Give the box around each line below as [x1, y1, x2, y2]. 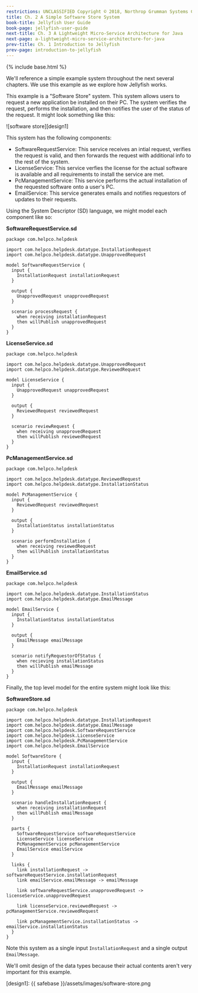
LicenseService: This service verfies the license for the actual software [14, 164, 187, 171]
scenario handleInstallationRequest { [11, 799, 107, 806]
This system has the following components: [6, 134, 112, 141]
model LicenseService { [6, 377, 65, 383]
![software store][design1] [6, 122, 69, 130]
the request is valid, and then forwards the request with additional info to [14, 152, 192, 159]
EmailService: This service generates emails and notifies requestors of [14, 190, 187, 197]
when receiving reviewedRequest [16, 543, 96, 549]
